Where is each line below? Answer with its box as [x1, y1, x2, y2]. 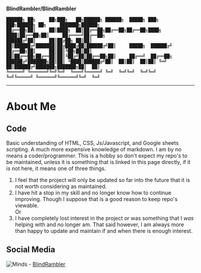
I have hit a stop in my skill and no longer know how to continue [14, 189, 172, 196]
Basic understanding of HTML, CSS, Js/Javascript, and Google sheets [6, 139, 179, 146]
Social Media [6, 245, 56, 255]
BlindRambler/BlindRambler [6, 5, 77, 12]
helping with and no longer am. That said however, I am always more [14, 221, 184, 228]
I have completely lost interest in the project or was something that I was [14, 215, 194, 222]
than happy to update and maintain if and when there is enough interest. [14, 227, 193, 234]
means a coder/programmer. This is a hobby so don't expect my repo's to [6, 152, 188, 159]
